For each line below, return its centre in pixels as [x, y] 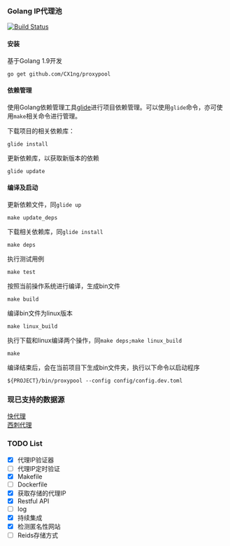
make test [22, 272]
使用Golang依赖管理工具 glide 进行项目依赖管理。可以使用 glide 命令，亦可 [112, 107]
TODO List [25, 444]
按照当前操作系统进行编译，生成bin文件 [64, 286]
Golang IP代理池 [35, 11]
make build [23, 299]
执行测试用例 [26, 259]
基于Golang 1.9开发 [35, 60]
